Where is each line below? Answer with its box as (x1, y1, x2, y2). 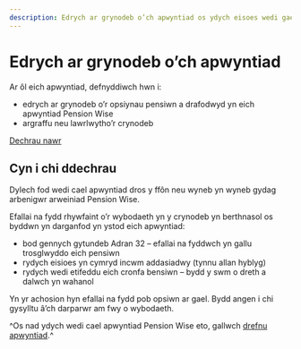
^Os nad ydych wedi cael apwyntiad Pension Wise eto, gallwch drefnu (9, 320, 268, 331)
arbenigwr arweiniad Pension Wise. (9, 194, 141, 205)
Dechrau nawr (9, 135, 62, 146)
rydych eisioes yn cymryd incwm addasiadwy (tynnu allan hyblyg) (21, 257, 267, 268)
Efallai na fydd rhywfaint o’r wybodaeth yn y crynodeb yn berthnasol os (9, 211, 273, 222)
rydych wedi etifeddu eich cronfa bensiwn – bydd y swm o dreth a (21, 267, 267, 277)
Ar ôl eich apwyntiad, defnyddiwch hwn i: (9, 81, 162, 92)
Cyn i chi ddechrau (9, 160, 117, 175)
